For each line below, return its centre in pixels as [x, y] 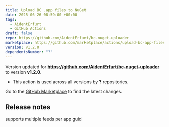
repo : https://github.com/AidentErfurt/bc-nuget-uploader [67, 38]
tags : [11, 19]
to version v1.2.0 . [23, 72]
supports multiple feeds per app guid [44, 119]
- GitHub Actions [28, 29]
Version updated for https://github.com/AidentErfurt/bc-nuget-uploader [82, 67]
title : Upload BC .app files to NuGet [46, 10]
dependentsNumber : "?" [29, 52]
